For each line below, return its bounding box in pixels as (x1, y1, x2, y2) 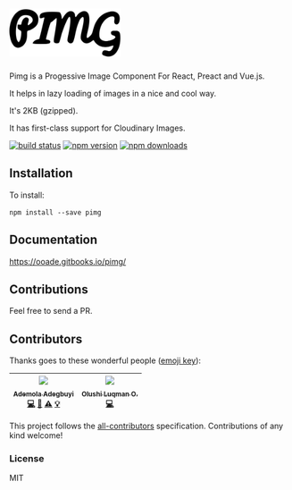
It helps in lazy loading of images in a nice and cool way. (9, 88, 217, 98)
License (9, 452, 45, 464)
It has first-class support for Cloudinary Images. (9, 122, 186, 133)
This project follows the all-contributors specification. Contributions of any (9, 420, 284, 431)
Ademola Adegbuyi (13, 389, 74, 399)
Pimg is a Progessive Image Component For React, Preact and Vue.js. (9, 71, 265, 81)
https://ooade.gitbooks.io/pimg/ (9, 256, 127, 266)
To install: (9, 190, 45, 200)
